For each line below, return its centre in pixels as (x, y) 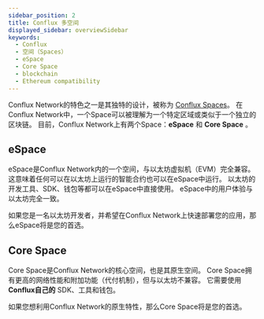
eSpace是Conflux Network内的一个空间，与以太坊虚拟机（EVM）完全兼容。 (132, 169)
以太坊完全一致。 (36, 199)
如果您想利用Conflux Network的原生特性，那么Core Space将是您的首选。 (127, 306)
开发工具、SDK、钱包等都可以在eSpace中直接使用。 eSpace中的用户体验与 (131, 189)
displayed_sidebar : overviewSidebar (68, 30)
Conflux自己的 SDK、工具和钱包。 (64, 290)
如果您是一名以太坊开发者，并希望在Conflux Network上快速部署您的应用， (129, 215)
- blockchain (37, 74)
